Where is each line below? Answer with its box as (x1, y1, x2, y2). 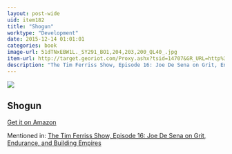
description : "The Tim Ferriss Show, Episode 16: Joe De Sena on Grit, (7, 61, 217, 68)
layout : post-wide (7, 10, 60, 17)
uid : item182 (7, 17, 45, 23)
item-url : (7, 55, 36, 62)
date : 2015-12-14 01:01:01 (7, 36, 85, 43)
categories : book (7, 42, 57, 49)
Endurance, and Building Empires (7, 139, 101, 147)
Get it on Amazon (7, 118, 57, 126)
